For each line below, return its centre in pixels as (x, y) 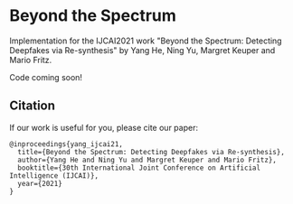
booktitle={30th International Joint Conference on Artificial (139, 168)
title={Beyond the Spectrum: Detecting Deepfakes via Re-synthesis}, (151, 152)
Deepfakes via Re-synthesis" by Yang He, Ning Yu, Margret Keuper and (142, 50)
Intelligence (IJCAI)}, (54, 176)
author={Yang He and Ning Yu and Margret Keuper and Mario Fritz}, (147, 160)
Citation (33, 106)
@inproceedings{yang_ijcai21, (66, 144)
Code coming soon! (46, 77)
